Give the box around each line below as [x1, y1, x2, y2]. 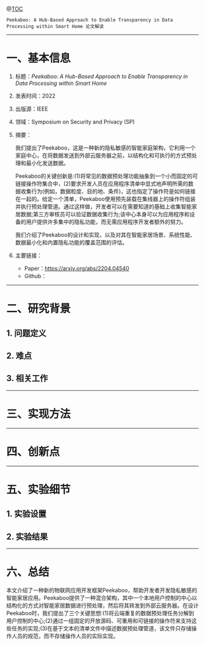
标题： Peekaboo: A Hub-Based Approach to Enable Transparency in [15, 73, 188, 80]
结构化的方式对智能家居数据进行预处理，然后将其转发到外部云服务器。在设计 [6, 602, 199, 609]
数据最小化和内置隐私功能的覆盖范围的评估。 [15, 238, 128, 246]
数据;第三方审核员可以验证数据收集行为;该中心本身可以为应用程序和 [20, 210, 190, 217]
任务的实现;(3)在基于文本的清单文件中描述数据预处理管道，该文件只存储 [11, 624, 192, 632]
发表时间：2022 [15, 92, 56, 100]
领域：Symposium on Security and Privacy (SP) [15, 118, 135, 125]
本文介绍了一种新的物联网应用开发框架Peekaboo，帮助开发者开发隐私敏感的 [6, 586, 198, 594]
